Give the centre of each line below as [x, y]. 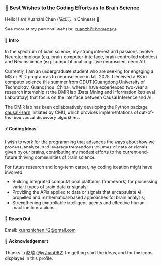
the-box [13, 117]
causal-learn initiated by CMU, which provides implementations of [72, 112]
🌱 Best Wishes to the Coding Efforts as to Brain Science [72, 8]
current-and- [136, 152]
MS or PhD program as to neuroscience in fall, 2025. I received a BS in [76, 76]
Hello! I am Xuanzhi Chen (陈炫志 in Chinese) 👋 [52, 19]
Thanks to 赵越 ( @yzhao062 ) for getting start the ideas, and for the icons [79, 253]
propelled [22, 197]
